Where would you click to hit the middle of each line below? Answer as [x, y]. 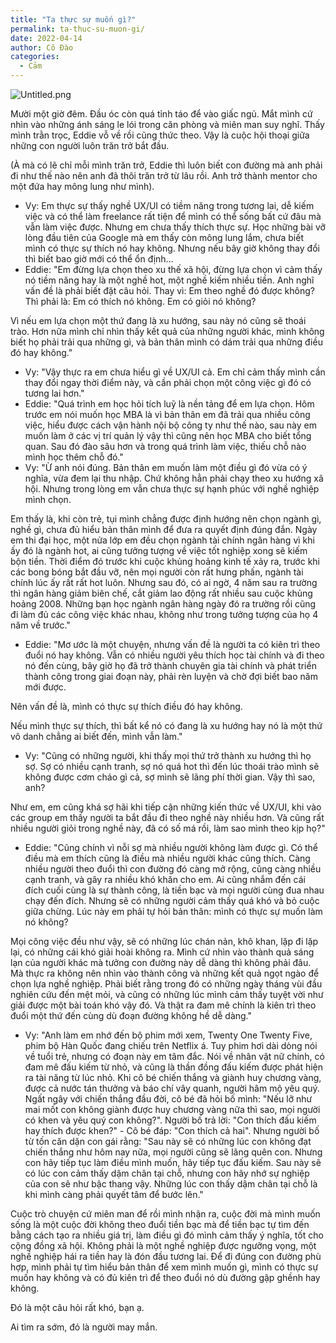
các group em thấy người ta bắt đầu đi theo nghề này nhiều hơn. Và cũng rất [167, 817]
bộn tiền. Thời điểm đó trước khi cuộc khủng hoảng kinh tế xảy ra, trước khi [165, 561]
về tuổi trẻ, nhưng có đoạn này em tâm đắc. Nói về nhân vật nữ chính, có [174, 1056]
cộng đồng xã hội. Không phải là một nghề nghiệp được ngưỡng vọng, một [163, 1245]
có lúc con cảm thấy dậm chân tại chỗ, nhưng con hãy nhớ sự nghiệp [167, 1173]
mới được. [45, 687]
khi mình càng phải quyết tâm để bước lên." [114, 1194]
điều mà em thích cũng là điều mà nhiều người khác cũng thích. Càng [167, 858]
